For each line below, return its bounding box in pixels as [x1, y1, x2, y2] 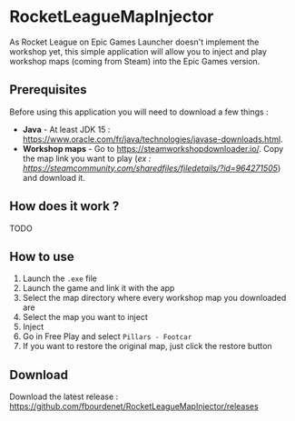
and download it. [22, 172, 86, 183]
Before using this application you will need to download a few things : [9, 106, 270, 117]
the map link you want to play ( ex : [22, 153, 152, 164]
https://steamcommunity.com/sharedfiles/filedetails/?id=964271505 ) [22, 162, 281, 174]
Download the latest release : [9, 391, 119, 402]
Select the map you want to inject [22, 312, 148, 323]
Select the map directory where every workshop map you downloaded [22, 293, 287, 304]
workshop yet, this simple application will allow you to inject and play [9, 45, 268, 56]
